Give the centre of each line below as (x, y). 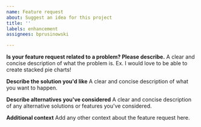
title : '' (19, 23)
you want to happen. (32, 88)
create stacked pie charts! (39, 70)
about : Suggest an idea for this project (59, 18)
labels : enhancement (32, 29)
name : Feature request (35, 12)
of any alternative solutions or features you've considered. (79, 106)
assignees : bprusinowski (38, 34)
